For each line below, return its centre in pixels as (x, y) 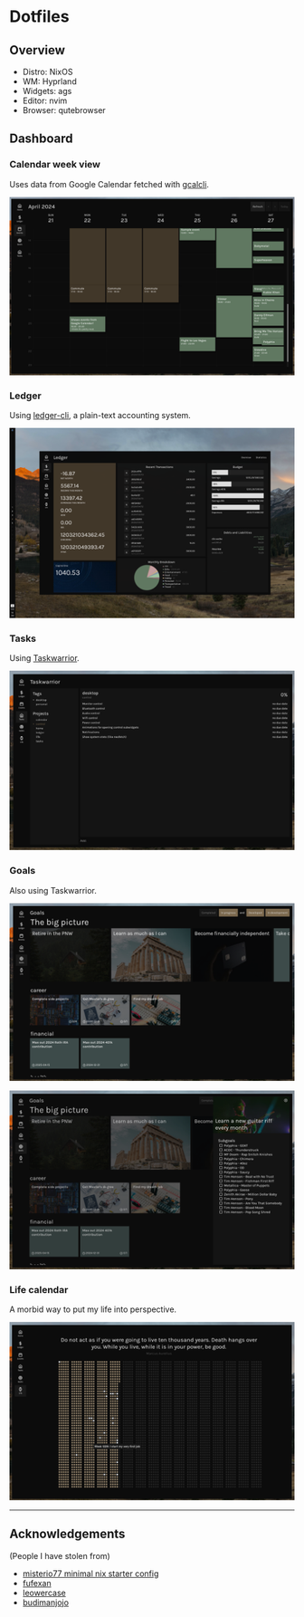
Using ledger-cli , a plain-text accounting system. (100, 415)
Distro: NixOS (47, 72)
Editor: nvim (45, 100)
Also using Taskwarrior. (53, 890)
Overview (38, 50)
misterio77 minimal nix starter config (90, 1574)
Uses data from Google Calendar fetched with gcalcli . (109, 184)
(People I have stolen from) (60, 1555)
